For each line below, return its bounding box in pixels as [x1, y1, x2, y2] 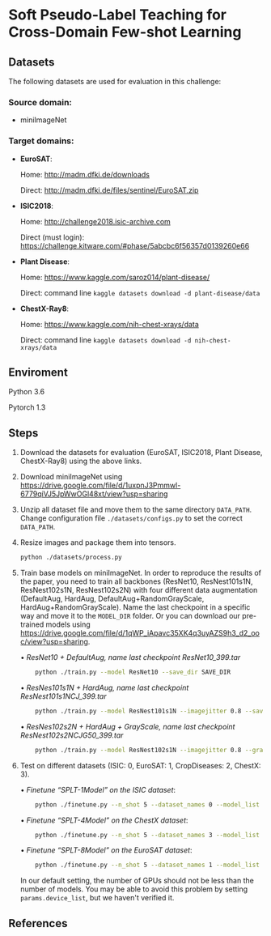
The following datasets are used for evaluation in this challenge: [8, 77, 222, 86]
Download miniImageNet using [19, 472, 123, 482]
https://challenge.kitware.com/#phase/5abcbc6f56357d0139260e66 [19, 240, 250, 250]
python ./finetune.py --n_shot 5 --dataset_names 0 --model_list [35, 800, 260, 809]
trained [19, 619, 44, 629]
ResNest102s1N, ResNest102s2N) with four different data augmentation [19, 585, 258, 595]
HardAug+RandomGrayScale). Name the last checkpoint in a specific [19, 602, 251, 612]
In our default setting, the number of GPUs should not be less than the [19, 876, 255, 886]
